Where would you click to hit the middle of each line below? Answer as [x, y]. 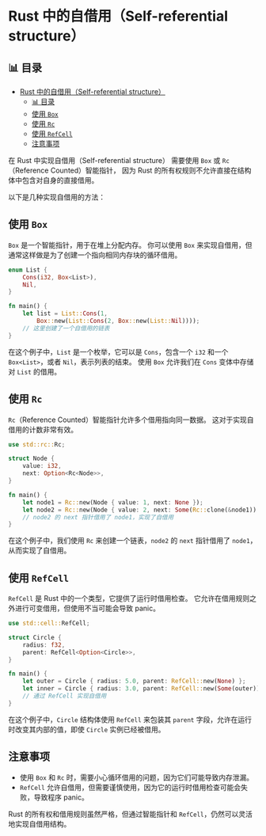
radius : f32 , [44, 645]
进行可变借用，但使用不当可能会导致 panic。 [87, 608]
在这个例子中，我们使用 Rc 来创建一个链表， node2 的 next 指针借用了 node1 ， [133, 541]
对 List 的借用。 [35, 371]
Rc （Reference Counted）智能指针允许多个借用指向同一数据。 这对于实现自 [131, 420]
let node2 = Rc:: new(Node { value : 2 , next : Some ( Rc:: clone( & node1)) [140, 510]
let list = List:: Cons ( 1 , [65, 313]
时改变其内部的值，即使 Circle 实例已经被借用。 [87, 729]
